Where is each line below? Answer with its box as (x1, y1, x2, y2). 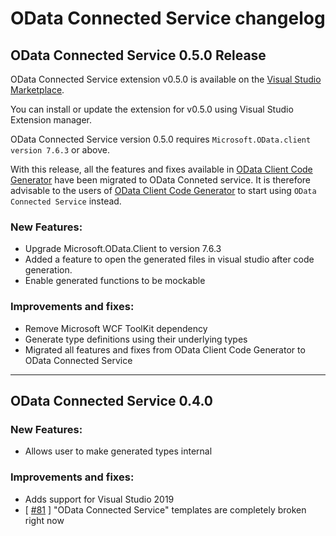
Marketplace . (10, 84, 65, 96)
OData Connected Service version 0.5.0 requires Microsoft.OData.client (10, 133, 312, 145)
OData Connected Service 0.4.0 (10, 392, 214, 409)
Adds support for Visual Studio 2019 (24, 493, 175, 505)
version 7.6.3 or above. (10, 144, 110, 156)
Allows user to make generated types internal (24, 445, 213, 457)
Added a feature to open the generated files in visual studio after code (24, 253, 315, 266)
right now (24, 514, 65, 526)
